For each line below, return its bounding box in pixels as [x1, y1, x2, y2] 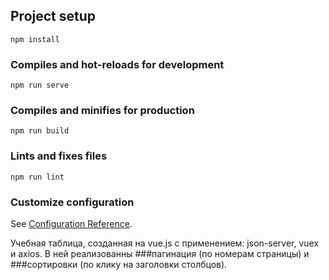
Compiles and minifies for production [10, 104, 195, 118]
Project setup [10, 8, 97, 25]
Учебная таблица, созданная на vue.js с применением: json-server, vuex [10, 237, 320, 249]
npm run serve [10, 80, 70, 91]
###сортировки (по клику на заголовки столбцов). [10, 259, 228, 270]
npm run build [10, 126, 70, 136]
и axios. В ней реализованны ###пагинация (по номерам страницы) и [10, 248, 310, 259]
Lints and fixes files [10, 149, 108, 163]
